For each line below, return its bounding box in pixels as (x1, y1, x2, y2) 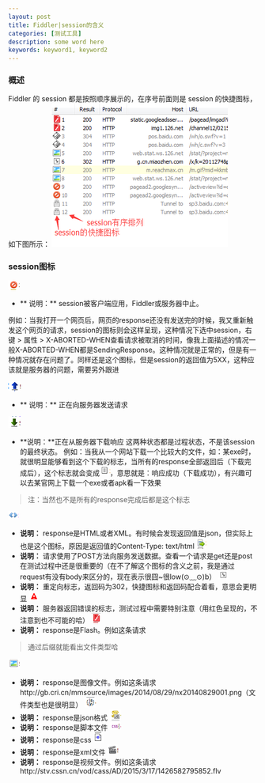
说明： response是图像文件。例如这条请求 (19, 677, 157, 687)
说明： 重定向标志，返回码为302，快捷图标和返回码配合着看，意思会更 (19, 581, 250, 591)
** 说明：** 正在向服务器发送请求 (19, 399, 128, 409)
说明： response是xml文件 (19, 747, 106, 757)
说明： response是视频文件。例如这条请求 (19, 757, 157, 766)
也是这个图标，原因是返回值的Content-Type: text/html (19, 541, 195, 550)
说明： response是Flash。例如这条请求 (19, 625, 146, 634)
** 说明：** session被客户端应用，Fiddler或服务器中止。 (19, 298, 203, 308)
